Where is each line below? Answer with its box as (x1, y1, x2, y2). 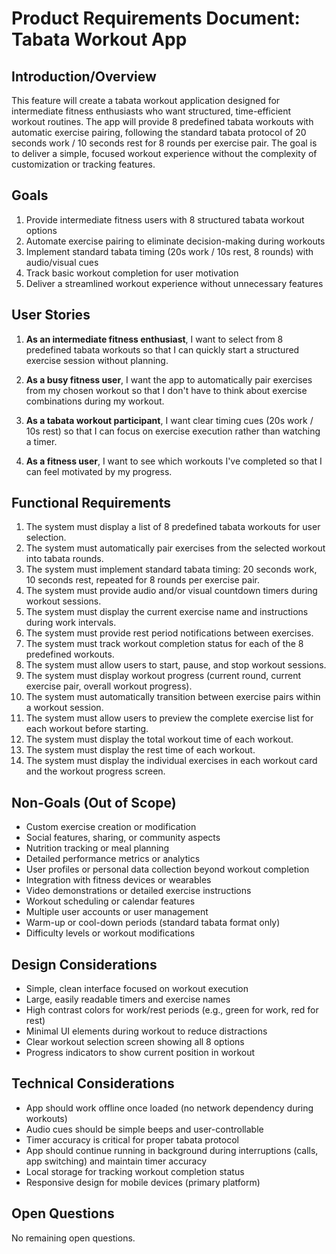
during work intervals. (25, 617, 117, 629)
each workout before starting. (25, 723, 149, 735)
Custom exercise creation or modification (25, 821, 197, 833)
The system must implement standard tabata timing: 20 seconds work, (25, 563, 318, 576)
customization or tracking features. (11, 158, 156, 170)
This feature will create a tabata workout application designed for (11, 95, 281, 106)
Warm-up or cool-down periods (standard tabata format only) (25, 917, 281, 929)
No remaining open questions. (11, 1232, 136, 1244)
